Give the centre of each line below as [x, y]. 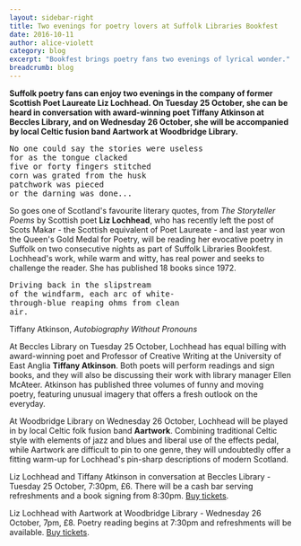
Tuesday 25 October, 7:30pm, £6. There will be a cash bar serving [131, 486]
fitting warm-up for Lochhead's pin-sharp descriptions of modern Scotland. [149, 459]
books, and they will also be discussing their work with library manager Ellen [150, 374]
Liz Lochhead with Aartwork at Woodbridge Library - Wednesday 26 [135, 513]
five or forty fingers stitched [80, 166]
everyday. [28, 403]
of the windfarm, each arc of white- [92, 294]
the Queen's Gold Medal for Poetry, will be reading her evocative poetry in [146, 239]
